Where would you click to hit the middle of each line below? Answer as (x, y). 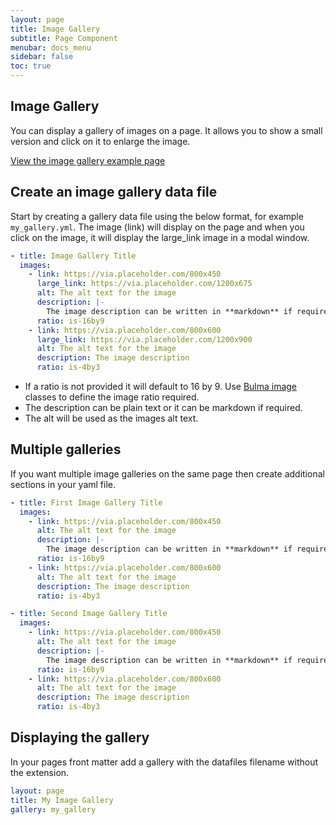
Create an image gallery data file (114, 192)
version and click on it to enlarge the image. (100, 141)
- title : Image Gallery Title (73, 256)
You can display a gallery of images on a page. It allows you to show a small (166, 130)
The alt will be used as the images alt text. (111, 418)
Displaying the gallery (80, 737)
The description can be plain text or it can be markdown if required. (163, 407)
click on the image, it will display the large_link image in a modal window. (160, 237)
